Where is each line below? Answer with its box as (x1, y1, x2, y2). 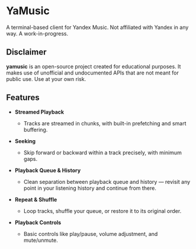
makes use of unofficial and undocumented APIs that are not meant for (6, 69, 179, 76)
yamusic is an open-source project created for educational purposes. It (6, 63, 181, 70)
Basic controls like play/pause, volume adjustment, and (23, 230, 158, 237)
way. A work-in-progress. (6, 30, 69, 37)
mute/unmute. (23, 237, 58, 244)
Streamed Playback (14, 108, 64, 115)
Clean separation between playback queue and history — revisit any (23, 178, 191, 185)
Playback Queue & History (14, 167, 81, 174)
